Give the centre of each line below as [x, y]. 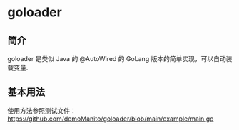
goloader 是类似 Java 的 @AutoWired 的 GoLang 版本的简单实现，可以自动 [117, 59]
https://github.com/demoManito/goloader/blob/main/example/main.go [111, 119]
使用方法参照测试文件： [42, 110]
